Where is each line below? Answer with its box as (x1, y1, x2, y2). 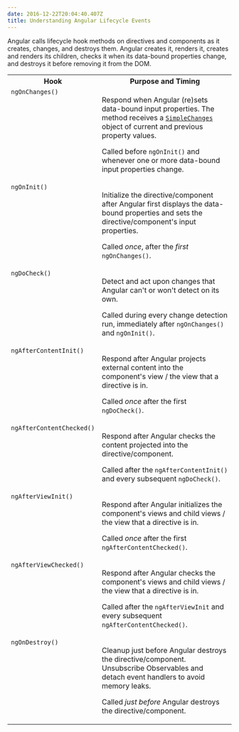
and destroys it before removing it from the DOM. (7, 59, 152, 68)
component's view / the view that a (102, 371, 219, 381)
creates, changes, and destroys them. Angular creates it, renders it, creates (7, 44, 229, 53)
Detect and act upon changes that (102, 276, 216, 286)
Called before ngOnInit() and (102, 147, 201, 157)
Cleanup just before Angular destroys (102, 645, 227, 655)
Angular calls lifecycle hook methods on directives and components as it (7, 36, 220, 45)
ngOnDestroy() (11, 638, 59, 646)
